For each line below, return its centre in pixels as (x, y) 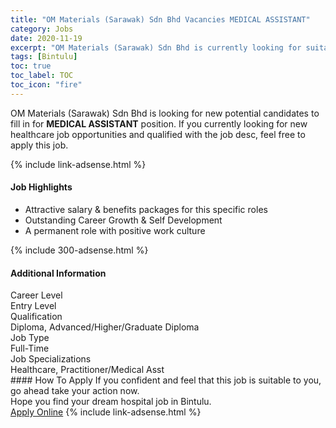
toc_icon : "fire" (46, 85)
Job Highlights (41, 187)
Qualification (36, 317)
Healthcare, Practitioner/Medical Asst (87, 370)
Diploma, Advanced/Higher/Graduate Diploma (105, 327)
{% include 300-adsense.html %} (79, 250)
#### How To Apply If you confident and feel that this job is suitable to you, (166, 380)
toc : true (31, 66)
